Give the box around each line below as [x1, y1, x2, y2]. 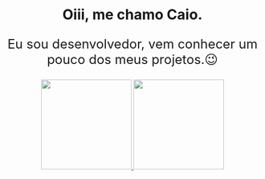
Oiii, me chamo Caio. [62, 6, 203, 24]
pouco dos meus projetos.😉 [47, 50, 218, 67]
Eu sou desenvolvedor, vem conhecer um [6, 35, 259, 52]
